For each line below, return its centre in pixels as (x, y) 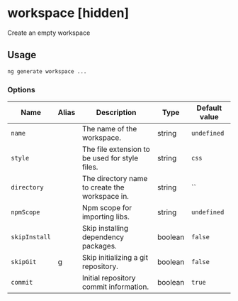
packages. (99, 246)
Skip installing (105, 228)
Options (21, 89)
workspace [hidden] (68, 13)
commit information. (115, 287)
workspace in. (106, 196)
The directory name (115, 178)
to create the (103, 187)
